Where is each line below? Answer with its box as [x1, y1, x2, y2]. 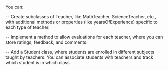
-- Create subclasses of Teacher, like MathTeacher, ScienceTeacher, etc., [5, 14, 156, 19]
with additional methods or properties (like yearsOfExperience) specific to [5, 19, 158, 25]
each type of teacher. [5, 24, 50, 30]
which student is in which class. [5, 60, 71, 65]
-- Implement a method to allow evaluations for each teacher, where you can [5, 34, 163, 40]
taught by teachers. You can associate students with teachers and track [5, 54, 154, 60]
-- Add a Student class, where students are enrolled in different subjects [5, 49, 154, 55]
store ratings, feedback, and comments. [5, 39, 88, 45]
